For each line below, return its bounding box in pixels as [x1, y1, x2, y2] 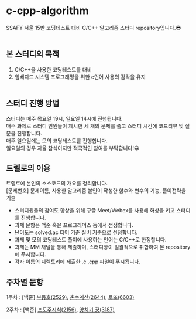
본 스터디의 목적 [6, 49, 60, 59]
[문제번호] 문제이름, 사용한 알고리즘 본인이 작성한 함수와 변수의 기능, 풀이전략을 [6, 187, 186, 194]
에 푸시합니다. [14, 251, 47, 258]
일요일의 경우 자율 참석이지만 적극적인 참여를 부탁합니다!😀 [6, 144, 140, 151]
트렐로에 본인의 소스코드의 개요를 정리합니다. [6, 180, 108, 187]
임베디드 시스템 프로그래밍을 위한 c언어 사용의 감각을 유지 [14, 73, 146, 80]
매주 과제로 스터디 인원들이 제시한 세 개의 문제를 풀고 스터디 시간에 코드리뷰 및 [6, 122, 184, 130]
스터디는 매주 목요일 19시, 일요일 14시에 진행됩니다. [6, 115, 123, 122]
